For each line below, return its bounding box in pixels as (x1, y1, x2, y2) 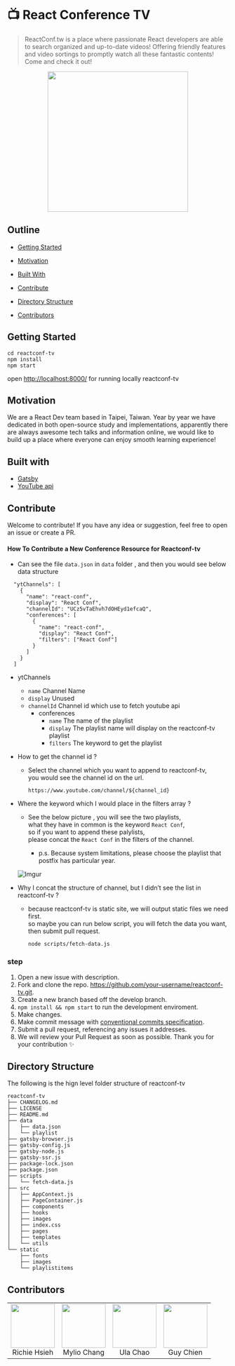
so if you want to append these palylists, (27, 828, 145, 836)
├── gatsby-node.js (7, 1148, 65, 1156)
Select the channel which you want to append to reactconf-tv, (27, 766, 207, 775)
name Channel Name (27, 687, 86, 695)
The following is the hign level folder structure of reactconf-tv (7, 1079, 186, 1087)
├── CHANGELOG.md (7, 1099, 58, 1106)
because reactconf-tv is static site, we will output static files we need (27, 904, 229, 913)
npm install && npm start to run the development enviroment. (17, 1003, 199, 1011)
